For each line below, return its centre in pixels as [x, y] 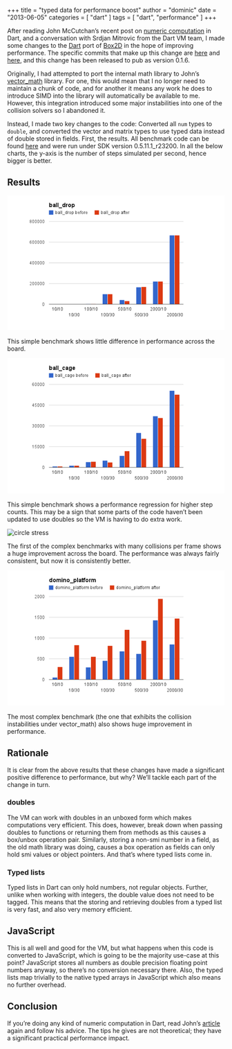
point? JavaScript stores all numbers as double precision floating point [107, 962]
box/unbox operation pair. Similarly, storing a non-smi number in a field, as [113, 839]
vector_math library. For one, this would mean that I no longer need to [106, 81]
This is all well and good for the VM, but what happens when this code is [110, 948]
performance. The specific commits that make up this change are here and [114, 53]
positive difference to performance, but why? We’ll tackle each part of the [112, 777]
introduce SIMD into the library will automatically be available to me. [104, 96]
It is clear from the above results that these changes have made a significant [116, 770]
